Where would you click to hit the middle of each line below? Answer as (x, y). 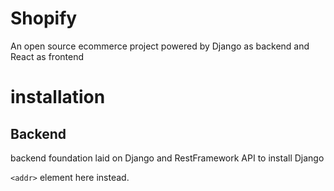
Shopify (44, 18)
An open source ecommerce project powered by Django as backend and (160, 46)
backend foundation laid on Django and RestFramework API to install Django (167, 158)
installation (58, 97)
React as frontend (47, 56)
